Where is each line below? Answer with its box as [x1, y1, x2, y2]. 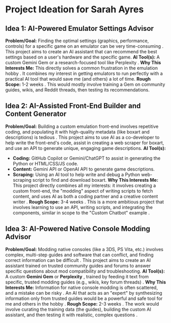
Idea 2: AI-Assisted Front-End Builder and [5, 102, 141, 110]
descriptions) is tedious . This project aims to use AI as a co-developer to [5, 134, 160, 140]
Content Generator [5, 109, 67, 119]
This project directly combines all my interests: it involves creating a [12, 182, 156, 188]
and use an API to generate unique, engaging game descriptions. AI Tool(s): [5, 145, 166, 151]
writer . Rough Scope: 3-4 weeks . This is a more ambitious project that [12, 199, 164, 205]
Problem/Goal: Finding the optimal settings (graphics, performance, [5, 37, 149, 44]
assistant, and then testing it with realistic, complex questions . [5, 312, 138, 318]
